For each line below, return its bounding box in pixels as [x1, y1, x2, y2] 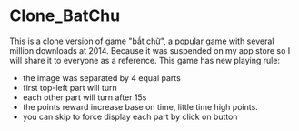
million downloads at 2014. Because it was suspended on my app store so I [9, 45, 291, 55]
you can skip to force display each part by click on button [22, 111, 238, 122]
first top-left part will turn [22, 82, 117, 93]
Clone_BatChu [9, 5, 121, 26]
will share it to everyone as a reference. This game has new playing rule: [9, 55, 280, 65]
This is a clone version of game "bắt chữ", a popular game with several [9, 35, 274, 46]
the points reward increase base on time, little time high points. [22, 101, 259, 112]
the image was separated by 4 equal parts [22, 72, 182, 83]
